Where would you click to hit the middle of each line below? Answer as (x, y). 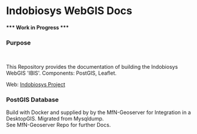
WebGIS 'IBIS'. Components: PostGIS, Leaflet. (61, 73)
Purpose (19, 42)
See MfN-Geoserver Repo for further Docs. (59, 125)
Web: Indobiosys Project (36, 85)
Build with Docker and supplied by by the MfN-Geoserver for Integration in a (98, 112)
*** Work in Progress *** (38, 27)
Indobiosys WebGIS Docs (69, 11)
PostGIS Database (32, 100)
